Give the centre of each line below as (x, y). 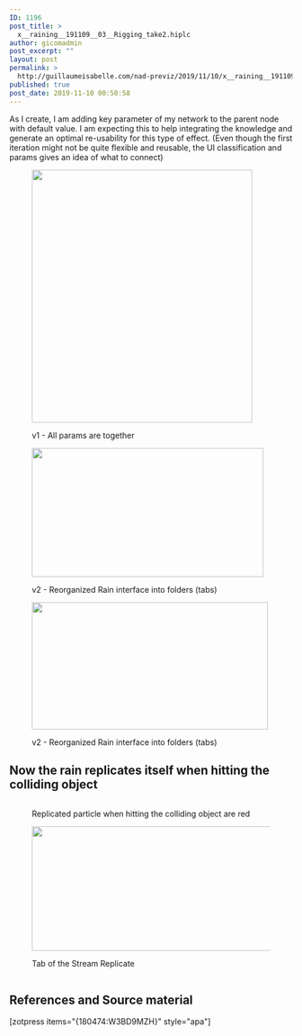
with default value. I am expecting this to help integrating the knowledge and (151, 128)
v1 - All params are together (83, 435)
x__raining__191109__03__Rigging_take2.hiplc (104, 34)
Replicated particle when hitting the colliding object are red (141, 814)
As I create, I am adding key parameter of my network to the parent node (144, 119)
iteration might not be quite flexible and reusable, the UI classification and (146, 147)
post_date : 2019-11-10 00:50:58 (70, 93)
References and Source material (101, 1000)
